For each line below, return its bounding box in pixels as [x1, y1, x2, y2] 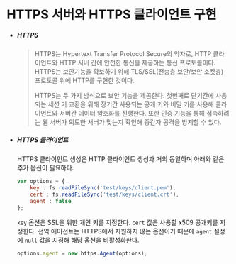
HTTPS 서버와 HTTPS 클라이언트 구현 [6, 6, 217, 23]
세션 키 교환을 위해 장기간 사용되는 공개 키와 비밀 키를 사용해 [47, 100, 214, 109]
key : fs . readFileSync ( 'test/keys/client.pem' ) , [30, 185, 176, 192]
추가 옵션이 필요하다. [16, 164, 74, 172]
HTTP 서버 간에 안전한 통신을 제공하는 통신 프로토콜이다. [59, 58, 216, 67]
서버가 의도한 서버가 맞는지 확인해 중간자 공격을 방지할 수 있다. [50, 118, 222, 126]
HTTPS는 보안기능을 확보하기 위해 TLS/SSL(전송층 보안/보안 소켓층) [34, 67, 224, 76]
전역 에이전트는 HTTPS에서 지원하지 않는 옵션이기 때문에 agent [38, 226, 213, 235]
